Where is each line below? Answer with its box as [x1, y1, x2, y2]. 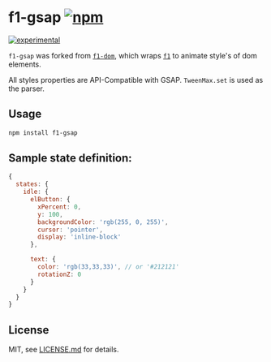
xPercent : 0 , [37, 203, 82, 211]
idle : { [23, 187, 49, 196]
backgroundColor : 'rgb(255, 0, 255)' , [37, 218, 169, 226]
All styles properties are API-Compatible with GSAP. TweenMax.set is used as [8, 75, 264, 84]
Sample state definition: [8, 151, 132, 166]
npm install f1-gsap [8, 128, 79, 137]
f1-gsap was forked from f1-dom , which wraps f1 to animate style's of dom [8, 50, 258, 60]
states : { [15, 180, 49, 188]
